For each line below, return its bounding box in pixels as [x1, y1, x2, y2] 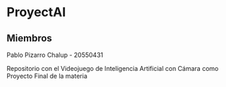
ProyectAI [6, 4, 66, 20]
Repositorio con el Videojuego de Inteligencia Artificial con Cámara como [6, 65, 219, 72]
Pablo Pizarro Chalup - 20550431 [6, 51, 103, 59]
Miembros [6, 32, 52, 44]
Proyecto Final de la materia [6, 72, 87, 80]
